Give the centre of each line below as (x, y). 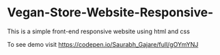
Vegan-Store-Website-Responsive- (110, 13)
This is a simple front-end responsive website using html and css (98, 31)
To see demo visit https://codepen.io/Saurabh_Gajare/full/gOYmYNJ (103, 44)
